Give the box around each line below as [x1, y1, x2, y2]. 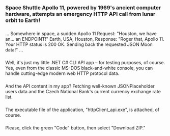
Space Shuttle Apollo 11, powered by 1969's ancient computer [5, 4, 161, 11]
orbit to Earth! [5, 17, 41, 24]
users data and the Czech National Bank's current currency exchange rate [5, 88, 161, 94]
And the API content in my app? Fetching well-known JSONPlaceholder [5, 83, 155, 89]
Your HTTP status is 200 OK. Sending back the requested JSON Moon [5, 41, 153, 47]
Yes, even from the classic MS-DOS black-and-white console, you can [5, 65, 153, 71]
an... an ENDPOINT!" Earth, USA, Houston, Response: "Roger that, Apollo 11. [5, 36, 164, 42]
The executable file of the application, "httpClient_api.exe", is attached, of [5, 106, 160, 113]
